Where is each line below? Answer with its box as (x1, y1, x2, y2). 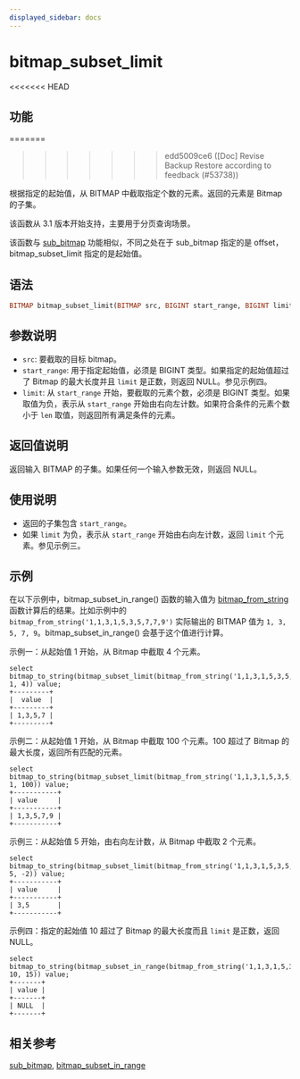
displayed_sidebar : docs (9, 13, 102, 22)
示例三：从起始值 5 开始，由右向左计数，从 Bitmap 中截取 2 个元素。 (9, 836, 262, 847)
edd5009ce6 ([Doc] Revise (164, 151, 265, 162)
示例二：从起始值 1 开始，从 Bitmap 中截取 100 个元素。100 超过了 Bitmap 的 (9, 736, 290, 747)
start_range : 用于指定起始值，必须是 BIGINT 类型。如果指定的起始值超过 (21, 364, 290, 375)
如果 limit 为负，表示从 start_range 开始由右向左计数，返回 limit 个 (21, 529, 277, 539)
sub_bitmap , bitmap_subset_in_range (9, 1060, 146, 1071)
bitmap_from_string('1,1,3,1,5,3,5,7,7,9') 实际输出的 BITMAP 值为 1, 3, (9, 616, 287, 627)
